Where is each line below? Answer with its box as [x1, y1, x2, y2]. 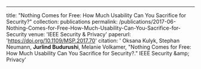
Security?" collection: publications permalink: [6, 18, 118, 25]
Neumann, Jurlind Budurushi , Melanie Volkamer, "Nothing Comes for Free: [6, 43, 191, 51]
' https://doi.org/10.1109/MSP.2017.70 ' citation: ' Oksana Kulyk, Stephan [6, 37, 180, 44]
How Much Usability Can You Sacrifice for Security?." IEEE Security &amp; [6, 50, 190, 57]
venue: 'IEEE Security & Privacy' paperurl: [28, 31, 132, 37]
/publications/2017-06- [118, 18, 176, 25]
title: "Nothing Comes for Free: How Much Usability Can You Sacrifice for [6, 12, 187, 18]
